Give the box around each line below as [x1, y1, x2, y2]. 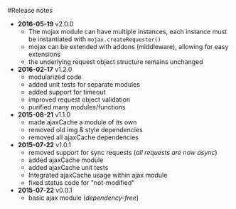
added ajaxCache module [28, 156, 104, 164]
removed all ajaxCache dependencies [28, 133, 139, 141]
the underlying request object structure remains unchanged [28, 58, 204, 66]
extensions [28, 50, 61, 58]
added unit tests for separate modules [28, 80, 141, 88]
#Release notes [7, 6, 53, 14]
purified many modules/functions [28, 103, 126, 111]
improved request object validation [28, 95, 130, 104]
